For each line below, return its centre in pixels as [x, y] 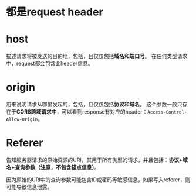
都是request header [55, 12]
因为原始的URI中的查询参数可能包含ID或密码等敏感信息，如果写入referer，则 [98, 180]
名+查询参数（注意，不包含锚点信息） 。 [53, 167]
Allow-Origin [22, 120]
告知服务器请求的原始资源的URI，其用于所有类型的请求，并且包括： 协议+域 [97, 160]
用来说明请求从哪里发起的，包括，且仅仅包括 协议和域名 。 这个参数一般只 [94, 104]
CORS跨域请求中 [37, 112]
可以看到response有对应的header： [104, 112]
